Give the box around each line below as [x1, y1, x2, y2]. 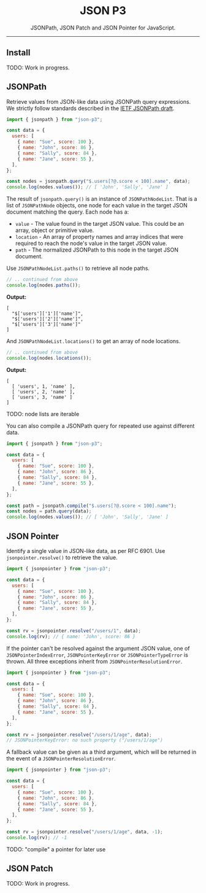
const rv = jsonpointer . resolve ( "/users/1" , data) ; [6, 627, 141, 634]
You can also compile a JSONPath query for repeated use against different [6, 422, 195, 430]
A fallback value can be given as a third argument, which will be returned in [6, 748, 197, 756]
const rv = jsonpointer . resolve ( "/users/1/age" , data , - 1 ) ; [6, 829, 164, 835]
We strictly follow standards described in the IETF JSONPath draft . [6, 104, 175, 112]
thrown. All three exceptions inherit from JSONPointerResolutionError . [6, 657, 183, 665]
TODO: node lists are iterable [6, 410, 80, 417]
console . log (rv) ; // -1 [6, 835, 67, 841]
